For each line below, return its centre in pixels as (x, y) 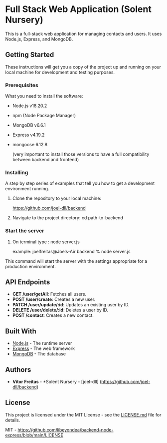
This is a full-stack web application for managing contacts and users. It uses (83, 34)
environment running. (27, 189)
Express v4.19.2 (28, 135)
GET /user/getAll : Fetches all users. (49, 294)
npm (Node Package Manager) (44, 116)
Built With (21, 331)
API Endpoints (28, 282)
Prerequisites (22, 85)
